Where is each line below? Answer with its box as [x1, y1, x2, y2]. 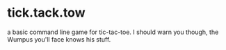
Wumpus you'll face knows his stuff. [7, 35, 111, 43]
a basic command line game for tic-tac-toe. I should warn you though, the [7, 28, 219, 36]
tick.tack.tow [7, 5, 86, 21]
